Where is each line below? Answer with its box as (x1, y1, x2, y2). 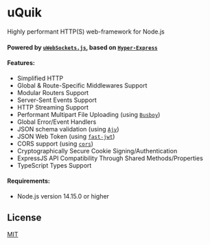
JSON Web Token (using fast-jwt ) (16, 132, 115, 140)
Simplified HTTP (16, 74, 64, 82)
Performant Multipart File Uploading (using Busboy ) (16, 110, 161, 118)
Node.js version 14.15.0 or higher (16, 192, 110, 200)
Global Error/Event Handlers (16, 118, 97, 126)
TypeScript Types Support (16, 161, 92, 169)
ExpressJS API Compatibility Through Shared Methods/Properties (16, 154, 204, 162)
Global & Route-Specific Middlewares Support (16, 81, 148, 90)
